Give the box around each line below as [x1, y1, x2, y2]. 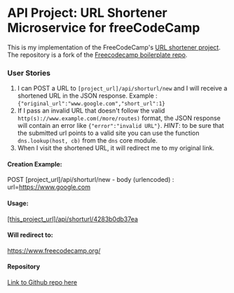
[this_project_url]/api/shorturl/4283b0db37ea [7, 214, 139, 223]
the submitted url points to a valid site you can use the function [17, 129, 200, 138]
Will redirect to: [7, 230, 54, 240]
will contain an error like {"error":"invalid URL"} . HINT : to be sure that [17, 122, 224, 130]
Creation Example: [7, 159, 62, 168]
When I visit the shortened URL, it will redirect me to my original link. [17, 144, 215, 152]
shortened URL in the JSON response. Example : [17, 91, 158, 100]
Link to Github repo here [7, 278, 78, 287]
